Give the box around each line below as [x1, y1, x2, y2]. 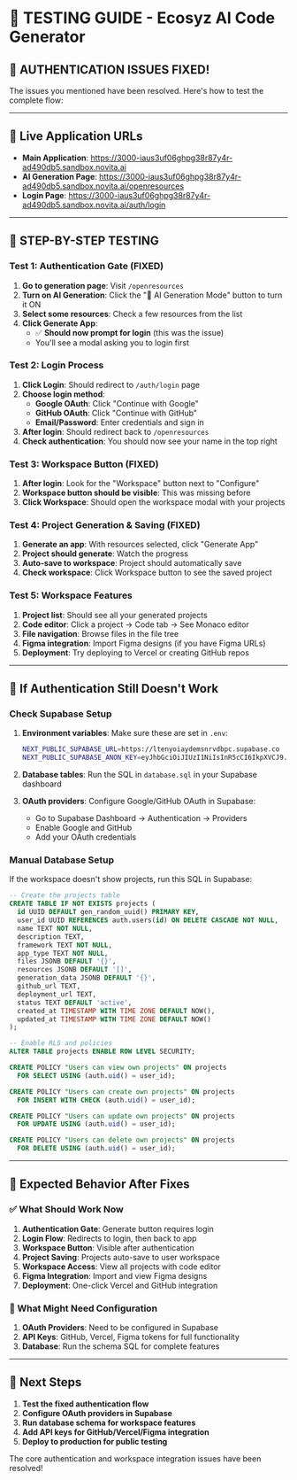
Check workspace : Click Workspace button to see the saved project [21, 567, 272, 578]
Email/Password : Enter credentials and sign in [34, 416, 205, 428]
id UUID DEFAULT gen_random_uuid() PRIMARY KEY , [17, 908, 200, 917]
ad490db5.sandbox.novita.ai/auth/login [21, 199, 166, 210]
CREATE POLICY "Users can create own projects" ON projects [9, 1087, 236, 1096]
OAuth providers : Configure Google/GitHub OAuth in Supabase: [21, 796, 256, 807]
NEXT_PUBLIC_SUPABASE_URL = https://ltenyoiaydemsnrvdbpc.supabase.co [21, 745, 280, 754]
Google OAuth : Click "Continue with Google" [34, 398, 199, 408]
